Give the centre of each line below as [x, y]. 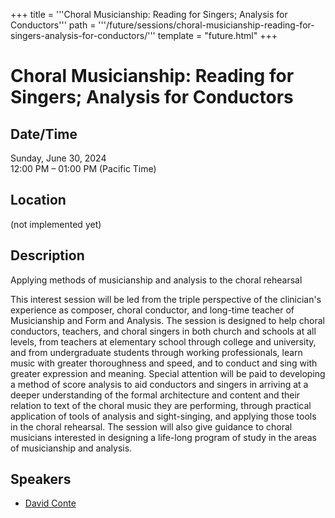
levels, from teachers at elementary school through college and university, [163, 341]
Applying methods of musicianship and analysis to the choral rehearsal [156, 280]
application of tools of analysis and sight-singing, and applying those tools [163, 416]
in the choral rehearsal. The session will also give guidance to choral [151, 426]
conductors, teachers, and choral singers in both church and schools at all [163, 331]
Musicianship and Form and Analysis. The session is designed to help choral [167, 320]
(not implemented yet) [56, 224]
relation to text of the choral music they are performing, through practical [161, 405]
